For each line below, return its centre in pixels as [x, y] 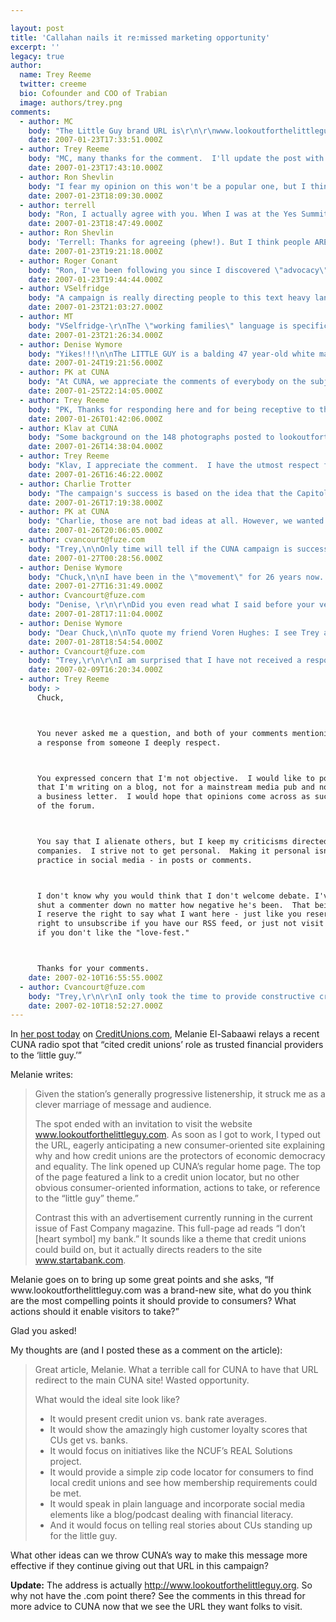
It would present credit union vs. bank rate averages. [158, 1419]
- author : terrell [58, 205]
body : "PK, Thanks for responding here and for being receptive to [171, 409]
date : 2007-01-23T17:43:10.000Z [95, 168]
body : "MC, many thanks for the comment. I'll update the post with [176, 159]
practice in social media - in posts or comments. [144, 860]
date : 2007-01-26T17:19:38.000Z [95, 502]
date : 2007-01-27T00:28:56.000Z [95, 558]
